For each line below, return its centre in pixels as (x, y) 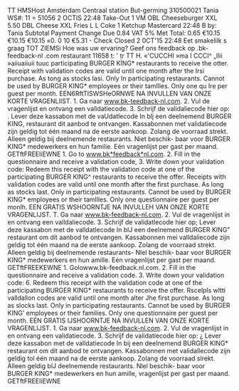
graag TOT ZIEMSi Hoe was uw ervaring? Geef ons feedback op (101, 48)
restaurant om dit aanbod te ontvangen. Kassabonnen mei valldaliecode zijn (119, 237)
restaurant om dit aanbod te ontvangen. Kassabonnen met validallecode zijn (119, 351)
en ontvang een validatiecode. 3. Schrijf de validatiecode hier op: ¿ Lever (115, 335)
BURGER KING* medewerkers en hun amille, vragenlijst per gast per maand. (119, 374)
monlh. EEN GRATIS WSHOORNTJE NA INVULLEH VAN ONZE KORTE (108, 207)
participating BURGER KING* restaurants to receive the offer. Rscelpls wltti (117, 290)
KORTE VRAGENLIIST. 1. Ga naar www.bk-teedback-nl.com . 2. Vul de (108, 101)
